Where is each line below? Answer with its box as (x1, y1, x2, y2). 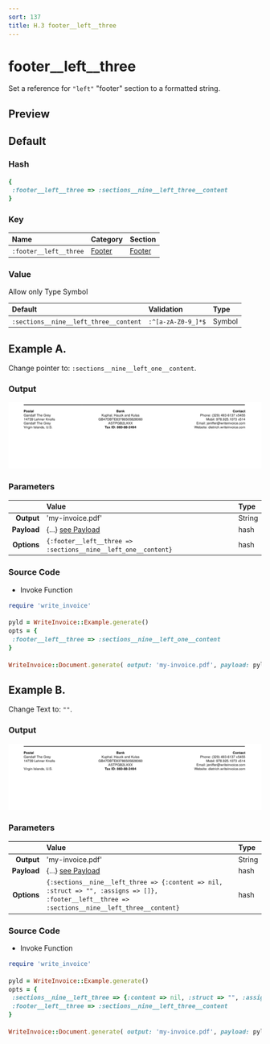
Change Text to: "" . (8, 704, 72, 714)
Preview (8, 107, 51, 121)
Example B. (8, 683, 66, 696)
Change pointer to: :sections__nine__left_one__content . (8, 363, 197, 373)
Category (91, 234, 123, 244)
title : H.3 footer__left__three (8, 21, 117, 30)
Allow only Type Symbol (8, 287, 88, 296)
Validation (148, 304, 183, 314)
